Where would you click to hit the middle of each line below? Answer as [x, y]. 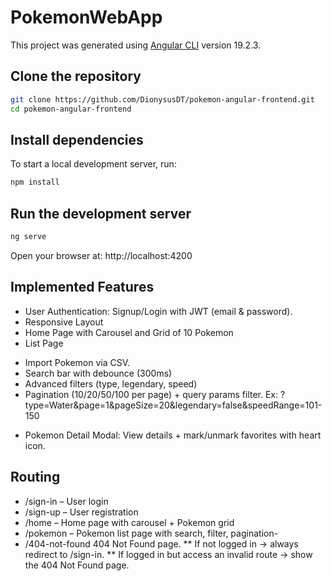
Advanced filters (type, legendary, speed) [111, 383]
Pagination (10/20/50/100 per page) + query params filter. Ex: [151, 394]
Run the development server [101, 213]
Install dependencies [77, 139]
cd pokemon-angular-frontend [71, 109]
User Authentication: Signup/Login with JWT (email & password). [158, 311]
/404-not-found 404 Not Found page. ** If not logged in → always [161, 543]
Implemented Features [82, 287]
